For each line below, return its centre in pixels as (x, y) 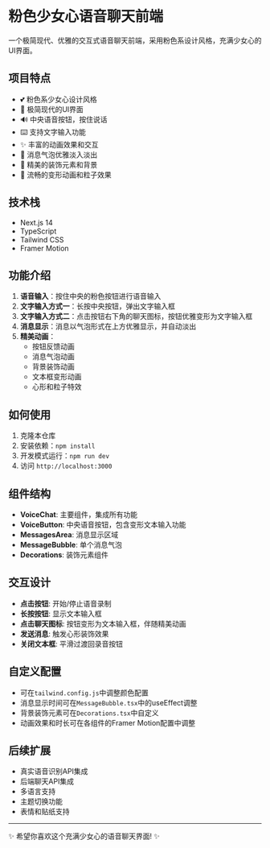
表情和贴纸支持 (45, 812)
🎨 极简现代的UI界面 (52, 109)
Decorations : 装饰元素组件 (64, 555)
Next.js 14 (37, 222)
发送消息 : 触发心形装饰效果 (64, 634)
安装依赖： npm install (57, 446)
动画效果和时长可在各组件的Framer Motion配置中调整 (108, 722)
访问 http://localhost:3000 (66, 466)
